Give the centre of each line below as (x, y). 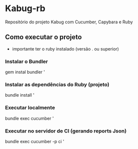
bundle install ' (20, 95)
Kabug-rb (25, 8)
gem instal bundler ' (25, 72)
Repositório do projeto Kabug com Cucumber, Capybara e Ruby (69, 22)
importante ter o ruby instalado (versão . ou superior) (66, 49)
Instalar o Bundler (27, 61)
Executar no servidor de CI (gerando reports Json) (66, 131)
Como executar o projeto (43, 37)
